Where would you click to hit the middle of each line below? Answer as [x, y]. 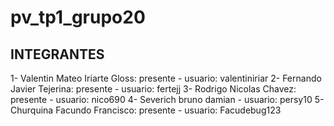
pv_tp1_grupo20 [78, 17]
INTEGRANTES [57, 54]
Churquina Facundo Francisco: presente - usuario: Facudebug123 [146, 110]
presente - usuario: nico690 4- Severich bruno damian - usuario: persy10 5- [167, 99]
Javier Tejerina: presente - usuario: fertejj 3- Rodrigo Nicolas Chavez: [153, 89]
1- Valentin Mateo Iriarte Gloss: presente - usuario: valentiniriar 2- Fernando [166, 78]
